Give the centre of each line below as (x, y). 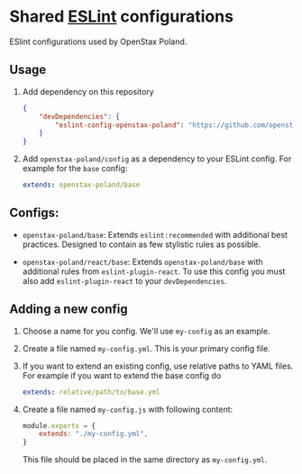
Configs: (34, 213)
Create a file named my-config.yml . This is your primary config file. (146, 348)
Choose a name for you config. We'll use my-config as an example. (146, 331)
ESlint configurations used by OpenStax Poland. (98, 41)
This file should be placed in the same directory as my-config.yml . (145, 460)
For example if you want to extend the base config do (122, 375)
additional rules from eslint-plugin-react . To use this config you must (154, 271)
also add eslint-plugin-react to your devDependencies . (124, 280)
